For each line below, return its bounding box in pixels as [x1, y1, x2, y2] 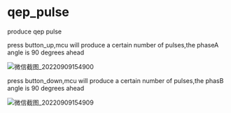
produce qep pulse [7, 27, 62, 36]
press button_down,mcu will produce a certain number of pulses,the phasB [7, 76, 224, 84]
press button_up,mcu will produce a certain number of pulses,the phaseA [7, 40, 219, 49]
